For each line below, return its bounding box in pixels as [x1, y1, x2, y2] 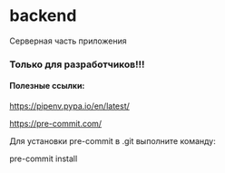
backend [9, 5, 77, 26]
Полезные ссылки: [9, 81, 85, 91]
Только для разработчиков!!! [9, 58, 145, 71]
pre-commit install [9, 153, 78, 164]
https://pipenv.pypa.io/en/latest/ [9, 101, 130, 111]
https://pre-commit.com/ [9, 119, 103, 130]
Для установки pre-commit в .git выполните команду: [9, 136, 216, 147]
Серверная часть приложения [9, 35, 127, 46]
